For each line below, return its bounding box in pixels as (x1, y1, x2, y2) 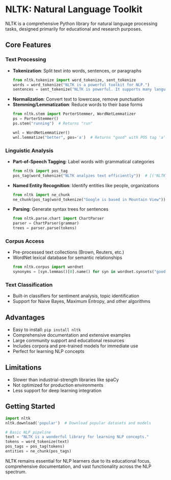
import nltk (5, 416, 31, 421)
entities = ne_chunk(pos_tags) (5, 449, 72, 454)
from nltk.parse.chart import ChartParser (12, 216, 104, 221)
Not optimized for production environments (12, 382, 103, 388)
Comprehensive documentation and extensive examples (12, 332, 131, 338)
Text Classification (5, 282, 53, 289)
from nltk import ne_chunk (12, 192, 70, 197)
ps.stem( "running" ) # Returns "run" (12, 121, 93, 126)
